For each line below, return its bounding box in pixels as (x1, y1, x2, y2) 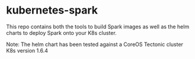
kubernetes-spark (6, 4, 98, 17)
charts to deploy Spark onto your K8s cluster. (6, 29, 117, 36)
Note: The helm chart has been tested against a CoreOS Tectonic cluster (6, 41, 184, 48)
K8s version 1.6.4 (6, 47, 49, 54)
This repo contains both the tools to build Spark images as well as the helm (6, 23, 190, 30)
